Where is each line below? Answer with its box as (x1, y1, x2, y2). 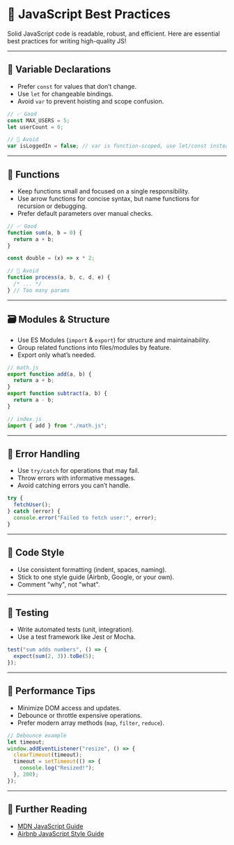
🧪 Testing (7, 607, 49, 619)
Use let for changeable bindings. (17, 89, 114, 98)
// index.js (7, 416, 42, 422)
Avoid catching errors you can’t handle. (17, 481, 131, 490)
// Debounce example (7, 732, 68, 739)
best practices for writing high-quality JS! (7, 36, 127, 45)
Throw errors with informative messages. (17, 474, 136, 483)
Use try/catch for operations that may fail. (17, 466, 140, 475)
